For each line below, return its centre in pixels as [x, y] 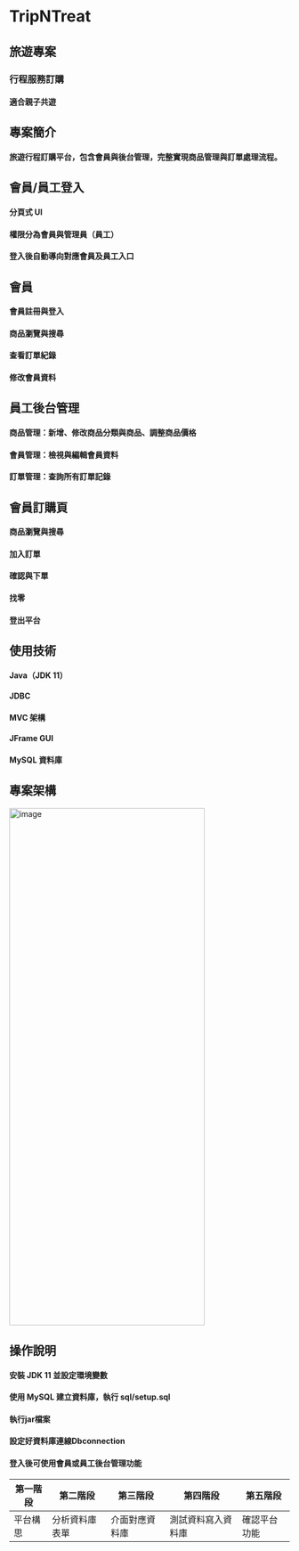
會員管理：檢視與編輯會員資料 [64, 454]
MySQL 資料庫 [36, 760]
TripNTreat [50, 16]
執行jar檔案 [30, 1419]
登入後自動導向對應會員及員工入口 [72, 257]
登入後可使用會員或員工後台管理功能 [76, 1464]
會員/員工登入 [47, 188]
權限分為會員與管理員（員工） [64, 234]
